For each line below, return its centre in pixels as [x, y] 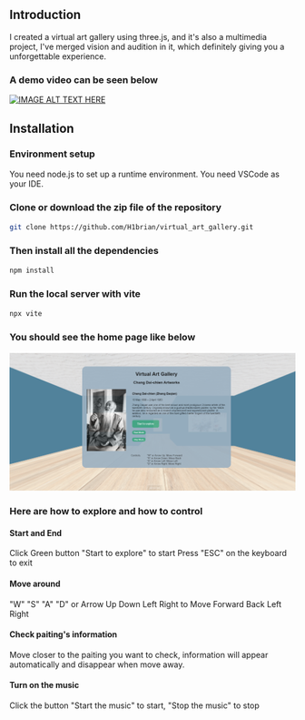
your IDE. [26, 183]
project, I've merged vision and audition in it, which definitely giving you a [147, 46]
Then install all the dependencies [84, 250]
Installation [42, 128]
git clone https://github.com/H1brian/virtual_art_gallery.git [132, 228]
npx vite [26, 314]
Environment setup [52, 154]
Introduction [45, 15]
